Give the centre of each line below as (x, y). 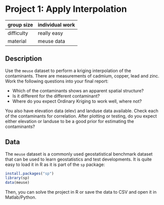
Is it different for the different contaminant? (56, 96)
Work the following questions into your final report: (57, 81)
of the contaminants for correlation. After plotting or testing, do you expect (81, 116)
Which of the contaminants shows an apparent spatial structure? (78, 90)
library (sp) (17, 178)
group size (20, 25)
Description (23, 59)
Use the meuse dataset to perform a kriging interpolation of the (68, 71)
